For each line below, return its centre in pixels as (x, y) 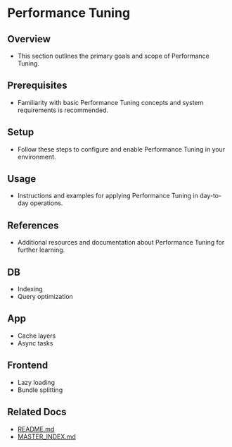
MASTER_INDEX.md (46, 436)
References (33, 225)
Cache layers (37, 336)
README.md (36, 429)
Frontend (28, 366)
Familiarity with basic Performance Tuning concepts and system (110, 102)
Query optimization (45, 297)
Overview (29, 39)
